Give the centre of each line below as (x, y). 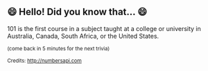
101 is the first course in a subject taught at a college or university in (104, 28)
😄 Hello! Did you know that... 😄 (77, 12)
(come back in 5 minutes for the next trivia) (58, 48)
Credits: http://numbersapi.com (44, 61)
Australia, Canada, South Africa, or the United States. (83, 36)
